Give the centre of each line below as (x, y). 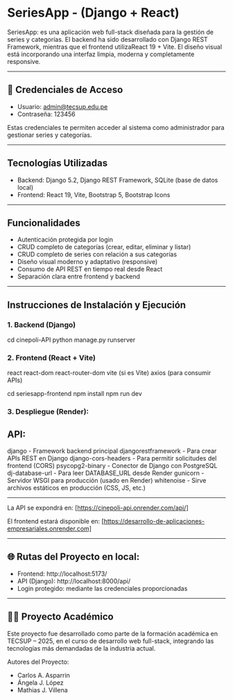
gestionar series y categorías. (50, 135)
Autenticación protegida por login (65, 240)
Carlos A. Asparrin (44, 675)
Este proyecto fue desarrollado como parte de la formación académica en (113, 633)
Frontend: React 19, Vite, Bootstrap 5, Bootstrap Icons (94, 194)
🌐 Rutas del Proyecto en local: (74, 557)
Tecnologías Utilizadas (58, 164)
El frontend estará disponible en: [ (55, 522)
